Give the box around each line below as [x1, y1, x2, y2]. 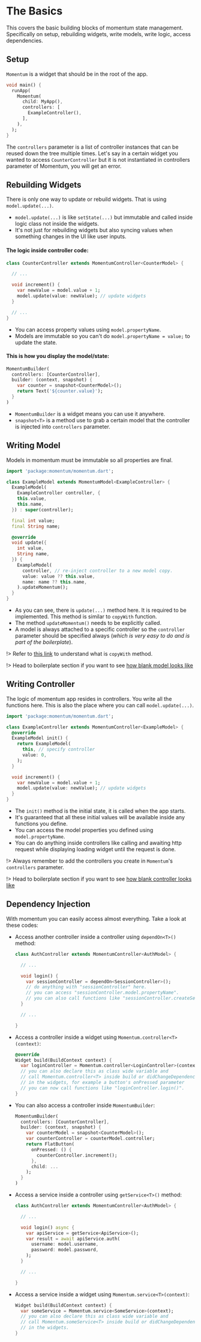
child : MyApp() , [22, 99, 63, 105]
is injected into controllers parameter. [14, 423, 111, 430]
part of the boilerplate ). [14, 639, 73, 646]
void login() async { [20, 1224, 75, 1231]
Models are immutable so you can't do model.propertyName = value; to [14, 332, 190, 339]
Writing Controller [6, 679, 75, 689]
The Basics [6, 4, 63, 18]
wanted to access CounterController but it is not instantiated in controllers [6, 156, 190, 163]
